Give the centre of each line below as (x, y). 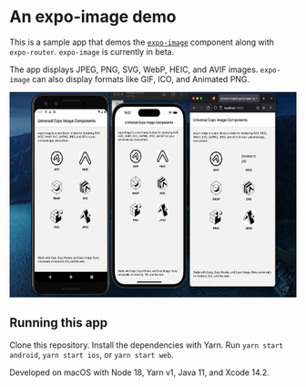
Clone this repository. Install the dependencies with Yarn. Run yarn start (147, 345)
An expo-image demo (93, 17)
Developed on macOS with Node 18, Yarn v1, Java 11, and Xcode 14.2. (140, 372)
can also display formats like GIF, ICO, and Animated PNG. (141, 78)
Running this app (58, 323)
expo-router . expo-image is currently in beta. (92, 51)
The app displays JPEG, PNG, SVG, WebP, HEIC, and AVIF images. (134, 69)
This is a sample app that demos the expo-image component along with (142, 42)
